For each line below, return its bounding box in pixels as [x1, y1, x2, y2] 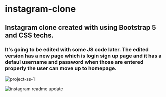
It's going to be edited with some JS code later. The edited [5, 46, 149, 53]
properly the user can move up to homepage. [5, 65, 117, 72]
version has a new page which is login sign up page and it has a [5, 52, 162, 59]
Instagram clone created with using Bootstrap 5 [5, 23, 156, 32]
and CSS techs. [5, 31, 54, 39]
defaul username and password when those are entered [5, 58, 144, 65]
